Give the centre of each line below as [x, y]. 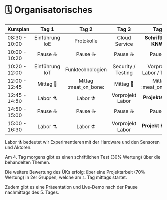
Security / [124, 66]
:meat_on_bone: [86, 87]
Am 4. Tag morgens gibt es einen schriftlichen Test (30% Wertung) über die [83, 157]
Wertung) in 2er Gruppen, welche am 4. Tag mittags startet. [66, 177]
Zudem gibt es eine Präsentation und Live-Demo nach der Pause [71, 187]
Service [124, 44]
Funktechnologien [86, 69]
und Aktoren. [18, 147]
